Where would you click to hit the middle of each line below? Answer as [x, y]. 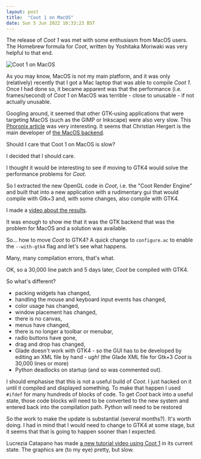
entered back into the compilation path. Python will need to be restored [94, 407]
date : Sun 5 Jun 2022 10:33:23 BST [51, 23]
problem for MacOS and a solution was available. [67, 228]
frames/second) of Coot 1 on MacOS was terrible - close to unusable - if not [100, 95]
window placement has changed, [56, 312]
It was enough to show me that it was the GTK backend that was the [91, 222]
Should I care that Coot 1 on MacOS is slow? [61, 145]
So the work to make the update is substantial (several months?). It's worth [99, 419]
